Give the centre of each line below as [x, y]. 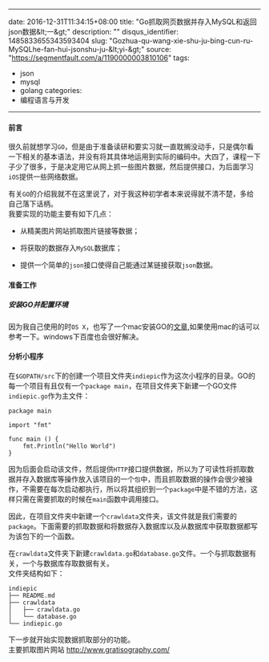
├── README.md [32, 595]
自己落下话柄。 [33, 204]
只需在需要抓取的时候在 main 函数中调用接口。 [89, 499]
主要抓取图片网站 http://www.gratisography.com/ [89, 649]
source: [159, 49]
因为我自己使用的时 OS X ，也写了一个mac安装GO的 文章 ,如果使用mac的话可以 [134, 327]
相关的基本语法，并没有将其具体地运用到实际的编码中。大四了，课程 [134, 156]
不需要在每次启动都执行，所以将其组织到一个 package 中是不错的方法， [137, 489]
